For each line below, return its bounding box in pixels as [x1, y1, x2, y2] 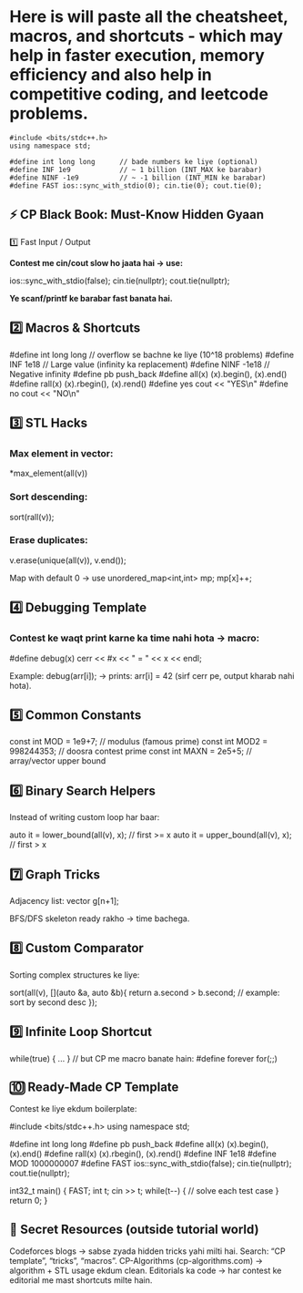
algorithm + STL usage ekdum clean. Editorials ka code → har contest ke [9, 1265, 282, 1277]
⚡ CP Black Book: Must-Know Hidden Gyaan [9, 207, 265, 222]
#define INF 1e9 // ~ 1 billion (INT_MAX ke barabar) [9, 165, 262, 174]
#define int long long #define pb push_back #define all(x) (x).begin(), [9, 1139, 269, 1150]
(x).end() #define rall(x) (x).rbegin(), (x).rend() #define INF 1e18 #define [9, 1148, 278, 1159]
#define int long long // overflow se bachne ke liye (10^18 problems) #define [9, 349, 294, 360]
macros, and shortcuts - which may [9, 26, 284, 46]
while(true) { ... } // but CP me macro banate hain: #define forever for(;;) [9, 1052, 278, 1063]
